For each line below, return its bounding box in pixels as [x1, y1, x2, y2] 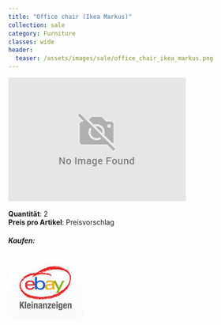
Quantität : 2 [8, 210, 49, 218]
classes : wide [8, 38, 55, 46]
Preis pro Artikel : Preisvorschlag [8, 217, 114, 227]
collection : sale [8, 21, 66, 29]
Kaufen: [8, 236, 36, 245]
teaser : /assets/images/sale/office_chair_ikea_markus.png [15, 55, 214, 62]
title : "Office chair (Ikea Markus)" [8, 13, 133, 21]
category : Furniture [8, 29, 77, 37]
